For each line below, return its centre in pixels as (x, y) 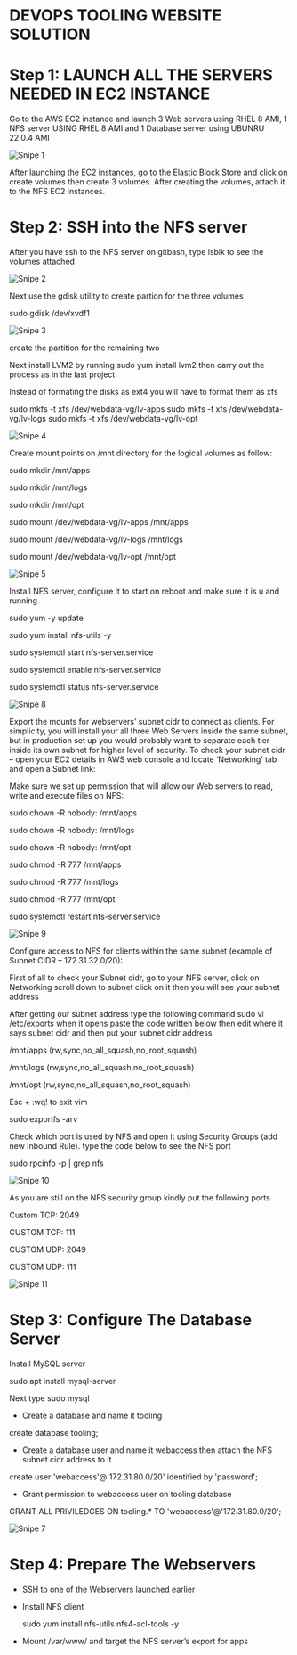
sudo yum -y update (47, 618)
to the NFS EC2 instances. (57, 192)
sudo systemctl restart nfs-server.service (85, 917)
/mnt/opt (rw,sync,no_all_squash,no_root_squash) (100, 1085)
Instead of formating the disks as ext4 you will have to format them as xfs (144, 392)
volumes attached (42, 262)
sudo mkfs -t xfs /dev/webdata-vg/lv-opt (123, 419)
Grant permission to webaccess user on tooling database (127, 1494)
